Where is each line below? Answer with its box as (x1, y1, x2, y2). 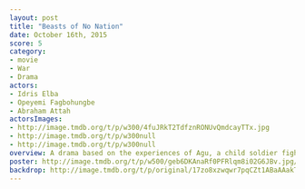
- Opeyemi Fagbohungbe (9, 97, 95, 107)
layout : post (9, 13, 59, 23)
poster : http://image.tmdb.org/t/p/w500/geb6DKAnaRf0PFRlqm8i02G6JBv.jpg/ (9, 156, 299, 166)
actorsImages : (9, 114, 64, 124)
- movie (9, 55, 39, 65)
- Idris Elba (9, 89, 59, 98)
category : (9, 47, 47, 56)
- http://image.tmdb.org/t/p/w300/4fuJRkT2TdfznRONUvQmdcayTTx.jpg (9, 124, 271, 133)
